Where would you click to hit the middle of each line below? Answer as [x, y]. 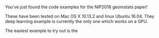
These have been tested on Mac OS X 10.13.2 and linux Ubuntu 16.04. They [80, 16]
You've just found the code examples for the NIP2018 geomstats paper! [76, 7]
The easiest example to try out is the [41, 31]
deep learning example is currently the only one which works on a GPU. [77, 21]
